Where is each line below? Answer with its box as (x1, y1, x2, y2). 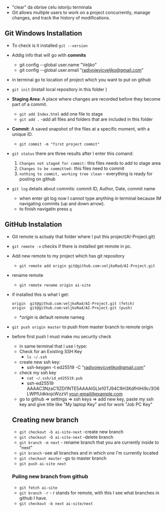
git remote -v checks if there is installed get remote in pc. (11, 243, 132, 249)
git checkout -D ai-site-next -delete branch (19, 434, 114, 440)
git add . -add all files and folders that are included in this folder (19, 116, 153, 122)
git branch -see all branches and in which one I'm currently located (19, 450, 159, 456)
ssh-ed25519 (26, 380, 54, 386)
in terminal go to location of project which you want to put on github (11, 77, 151, 83)
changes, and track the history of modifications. (11, 15, 110, 20)
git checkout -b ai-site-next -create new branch (19, 429, 124, 435)
